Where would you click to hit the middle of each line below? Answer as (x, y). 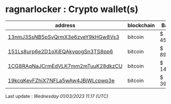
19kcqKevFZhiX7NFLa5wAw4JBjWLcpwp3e (61, 80)
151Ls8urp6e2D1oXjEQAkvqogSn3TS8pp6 (61, 51)
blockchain (141, 25)
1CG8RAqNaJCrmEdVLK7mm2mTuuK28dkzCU (65, 66)
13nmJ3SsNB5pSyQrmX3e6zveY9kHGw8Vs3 (64, 37)
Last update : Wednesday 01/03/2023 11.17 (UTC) (57, 96)
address (65, 25)
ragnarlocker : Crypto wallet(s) (72, 9)
